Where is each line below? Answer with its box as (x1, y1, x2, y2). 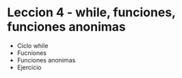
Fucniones (16, 49, 47, 57)
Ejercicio (16, 63, 42, 71)
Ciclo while (16, 41, 49, 50)
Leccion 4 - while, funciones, (7, 5, 176, 20)
